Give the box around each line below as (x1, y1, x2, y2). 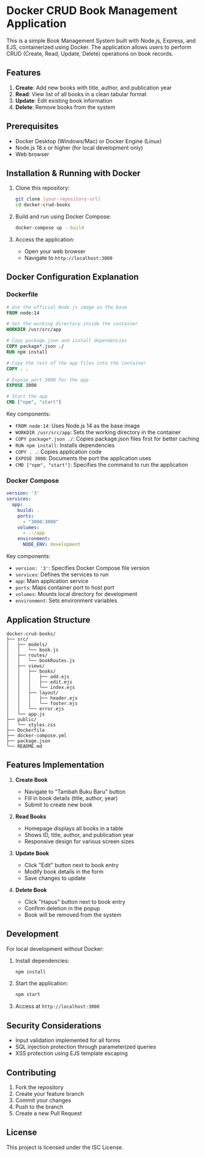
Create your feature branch (15, 1090, 84, 1097)
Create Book (15, 776, 48, 783)
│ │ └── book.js (6, 647, 59, 653)
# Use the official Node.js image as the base (6, 304, 127, 310)
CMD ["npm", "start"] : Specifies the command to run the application (15, 461, 188, 469)
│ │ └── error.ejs (6, 705, 64, 712)
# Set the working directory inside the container (6, 321, 138, 327)
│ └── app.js (6, 711, 45, 717)
